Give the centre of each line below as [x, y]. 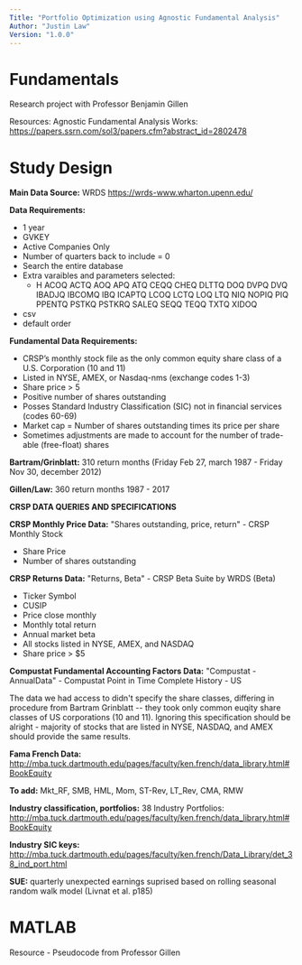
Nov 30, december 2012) [55, 472]
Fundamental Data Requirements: [73, 341]
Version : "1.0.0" [42, 34]
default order [47, 324]
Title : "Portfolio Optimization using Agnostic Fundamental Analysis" [145, 18]
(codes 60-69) [50, 416]
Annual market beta [59, 635]
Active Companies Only [66, 247]
